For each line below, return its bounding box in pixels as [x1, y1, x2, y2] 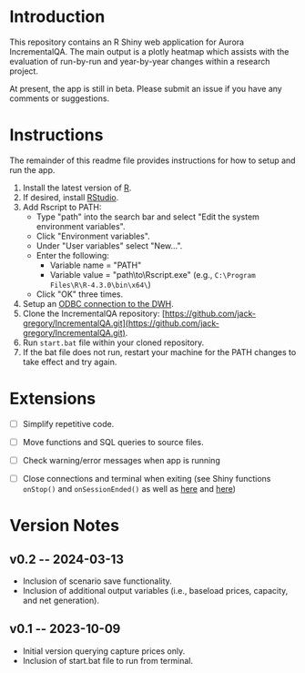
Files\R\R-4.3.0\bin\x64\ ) [49, 279, 152, 290]
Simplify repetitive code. [22, 418, 115, 429]
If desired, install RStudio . [22, 191, 119, 202]
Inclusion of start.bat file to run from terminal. [22, 655, 194, 666]
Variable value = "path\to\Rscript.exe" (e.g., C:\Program [49, 269, 257, 280]
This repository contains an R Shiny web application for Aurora [9, 36, 244, 47]
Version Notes [9, 515, 120, 536]
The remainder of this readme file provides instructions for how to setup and [9, 155, 296, 166]
